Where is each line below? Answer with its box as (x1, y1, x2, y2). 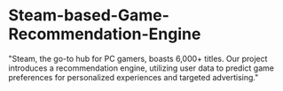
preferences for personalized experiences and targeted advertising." (8, 72, 259, 82)
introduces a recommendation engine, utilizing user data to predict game (8, 63, 274, 73)
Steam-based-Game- (8, 5, 170, 26)
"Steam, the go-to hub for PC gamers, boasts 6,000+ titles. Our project (8, 53, 268, 64)
